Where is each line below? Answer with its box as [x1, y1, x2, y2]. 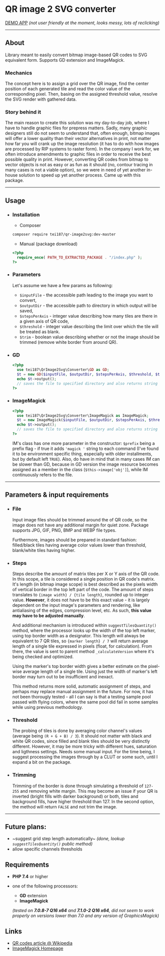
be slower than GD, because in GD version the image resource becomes [12, 461, 159, 467]
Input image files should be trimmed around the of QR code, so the [12, 516, 147, 522]
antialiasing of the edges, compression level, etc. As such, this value [12, 607, 152, 613]
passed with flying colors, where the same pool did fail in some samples [12, 699, 159, 705]
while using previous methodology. [12, 704, 83, 710]
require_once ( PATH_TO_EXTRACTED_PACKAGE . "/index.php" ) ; [17, 255, 142, 260]
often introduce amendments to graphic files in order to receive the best [5, 151, 151, 157]
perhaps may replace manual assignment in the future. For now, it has [12, 688, 154, 694]
